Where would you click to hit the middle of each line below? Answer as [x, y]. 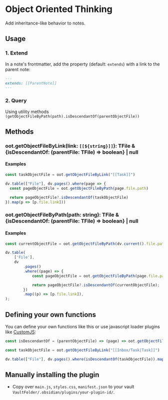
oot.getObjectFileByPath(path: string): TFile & [62, 215]
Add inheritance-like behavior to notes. [45, 23]
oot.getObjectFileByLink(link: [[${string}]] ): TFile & [70, 146]
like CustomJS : [21, 332]
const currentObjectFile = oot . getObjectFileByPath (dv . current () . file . [81, 244]
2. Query [16, 101]
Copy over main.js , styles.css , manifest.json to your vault [73, 387]
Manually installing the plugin [52, 375]
